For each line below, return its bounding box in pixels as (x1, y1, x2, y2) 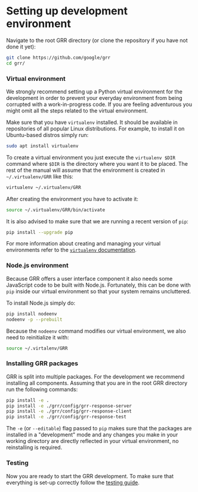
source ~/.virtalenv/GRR (6, 345, 68, 351)
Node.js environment (6, 262, 69, 270)
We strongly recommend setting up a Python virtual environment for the (6, 88, 183, 95)
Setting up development (6, 4, 128, 18)
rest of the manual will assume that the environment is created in (6, 166, 165, 174)
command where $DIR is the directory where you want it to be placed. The (6, 160, 188, 167)
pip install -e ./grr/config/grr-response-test (6, 414, 127, 420)
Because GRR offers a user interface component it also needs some (6, 275, 173, 282)
